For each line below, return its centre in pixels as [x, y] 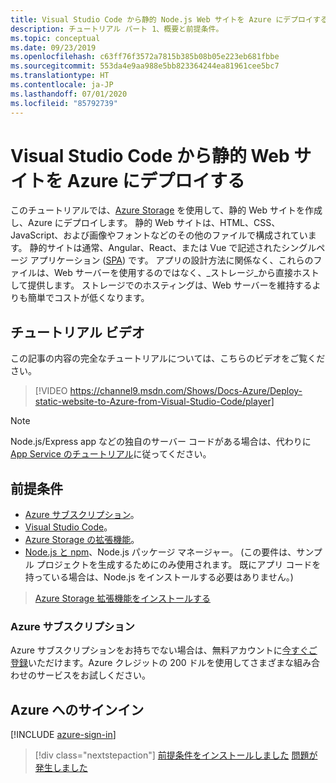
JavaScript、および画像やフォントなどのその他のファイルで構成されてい [159, 235]
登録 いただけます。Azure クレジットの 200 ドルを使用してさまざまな [152, 663]
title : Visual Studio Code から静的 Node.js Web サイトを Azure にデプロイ [161, 19]
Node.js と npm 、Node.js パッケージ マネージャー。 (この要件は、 [160, 552]
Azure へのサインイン [77, 709]
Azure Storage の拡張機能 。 [82, 540]
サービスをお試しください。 [93, 675]
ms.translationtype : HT [60, 76]
